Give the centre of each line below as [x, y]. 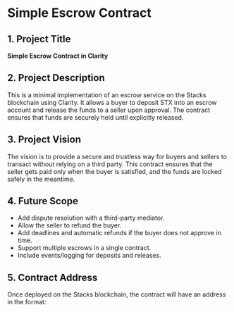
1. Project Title [39, 39]
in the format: [27, 302]
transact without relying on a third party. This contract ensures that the [110, 164]
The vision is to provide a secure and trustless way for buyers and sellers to [117, 156]
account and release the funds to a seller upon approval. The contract [109, 110]
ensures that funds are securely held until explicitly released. [96, 117]
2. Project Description [56, 78]
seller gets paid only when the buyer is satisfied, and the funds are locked [115, 171]
